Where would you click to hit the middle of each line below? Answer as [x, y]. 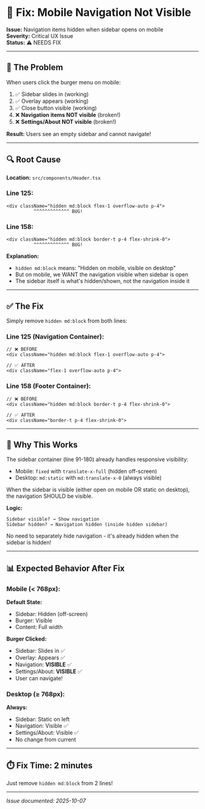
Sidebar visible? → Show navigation [53, 519]
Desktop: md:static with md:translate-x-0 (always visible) [88, 478]
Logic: [15, 508]
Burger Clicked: [27, 639]
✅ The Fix [25, 306]
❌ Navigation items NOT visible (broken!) [68, 115]
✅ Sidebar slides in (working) [52, 94]
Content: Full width [39, 627]
